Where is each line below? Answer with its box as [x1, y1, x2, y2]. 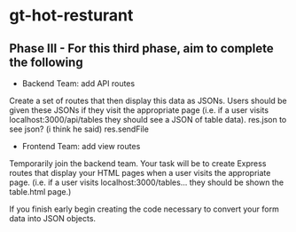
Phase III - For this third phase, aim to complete [9, 41, 275, 56]
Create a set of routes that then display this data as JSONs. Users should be [9, 95, 288, 106]
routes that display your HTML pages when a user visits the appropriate [9, 168, 271, 178]
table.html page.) [9, 187, 72, 196]
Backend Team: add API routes [21, 78, 136, 89]
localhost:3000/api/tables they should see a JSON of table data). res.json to [9, 115, 287, 124]
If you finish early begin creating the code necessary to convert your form [9, 204, 279, 214]
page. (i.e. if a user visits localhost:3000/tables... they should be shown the [9, 177, 284, 188]
